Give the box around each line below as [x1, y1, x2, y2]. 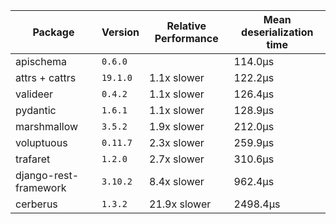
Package [32, 25, 75, 39]
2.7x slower [149, 152, 205, 166]
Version [101, 25, 140, 39]
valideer [15, 87, 54, 101]
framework [15, 181, 67, 194]
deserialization [241, 25, 314, 39]
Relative [166, 19, 207, 33]
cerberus [15, 197, 58, 211]
